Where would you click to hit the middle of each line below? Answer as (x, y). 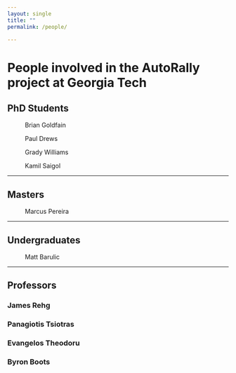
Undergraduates (44, 240)
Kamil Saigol (43, 166)
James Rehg (29, 306)
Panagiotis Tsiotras (41, 325)
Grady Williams (47, 152)
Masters (26, 195)
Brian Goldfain (46, 125)
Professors (32, 286)
